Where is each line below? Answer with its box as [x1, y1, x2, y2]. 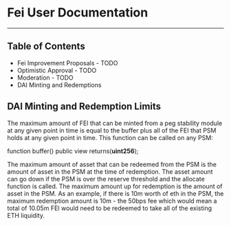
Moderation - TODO [16, 74, 74, 82]
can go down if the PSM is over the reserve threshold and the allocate [7, 174, 205, 183]
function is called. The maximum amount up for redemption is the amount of [7, 182, 223, 190]
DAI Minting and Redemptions [16, 80, 102, 89]
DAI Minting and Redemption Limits [7, 101, 162, 113]
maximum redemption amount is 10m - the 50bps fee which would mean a [7, 196, 217, 205]
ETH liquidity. [7, 211, 45, 219]
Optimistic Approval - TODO [16, 66, 97, 74]
